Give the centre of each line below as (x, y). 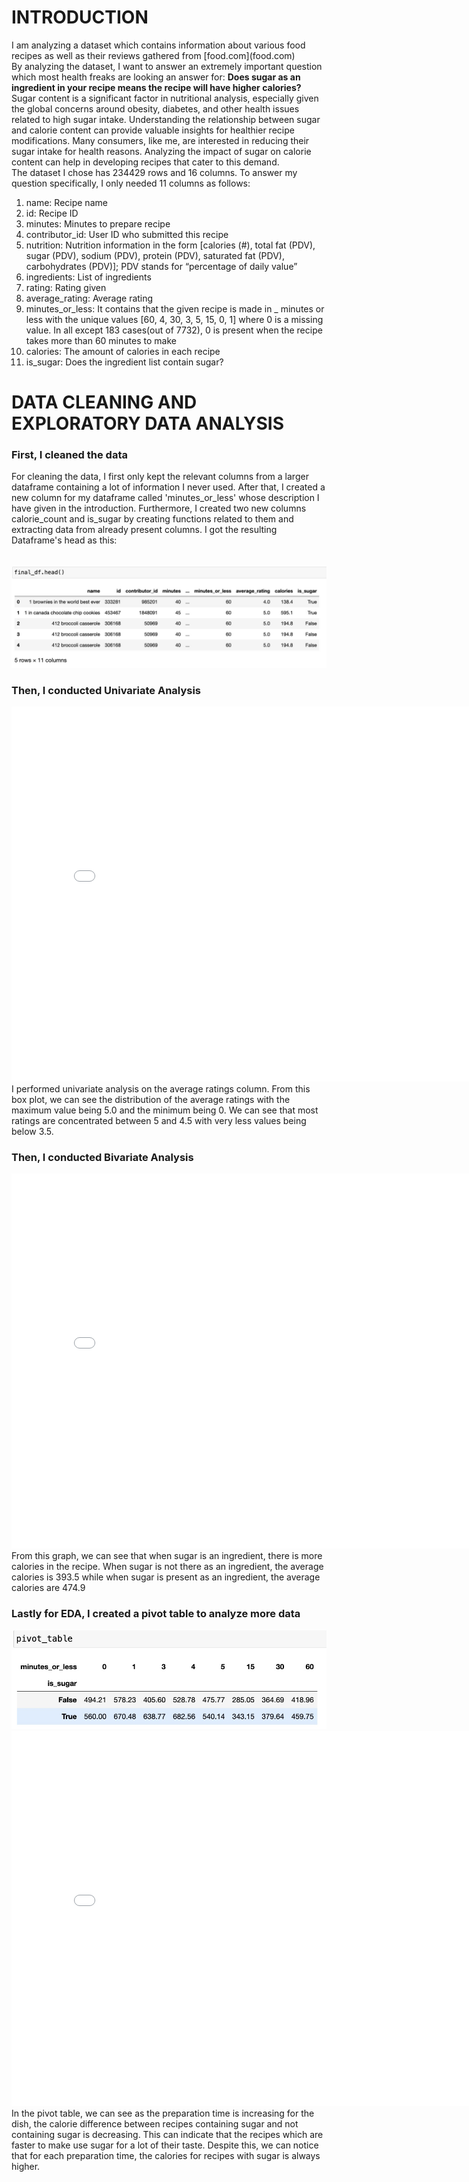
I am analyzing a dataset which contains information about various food (158, 45)
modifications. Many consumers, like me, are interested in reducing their (160, 140)
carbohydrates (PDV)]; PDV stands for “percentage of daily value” (161, 266)
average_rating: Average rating (89, 298)
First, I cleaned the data (69, 455)
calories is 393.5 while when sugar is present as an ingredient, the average (166, 1577)
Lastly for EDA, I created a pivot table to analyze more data (156, 1614)
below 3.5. (32, 1132)
